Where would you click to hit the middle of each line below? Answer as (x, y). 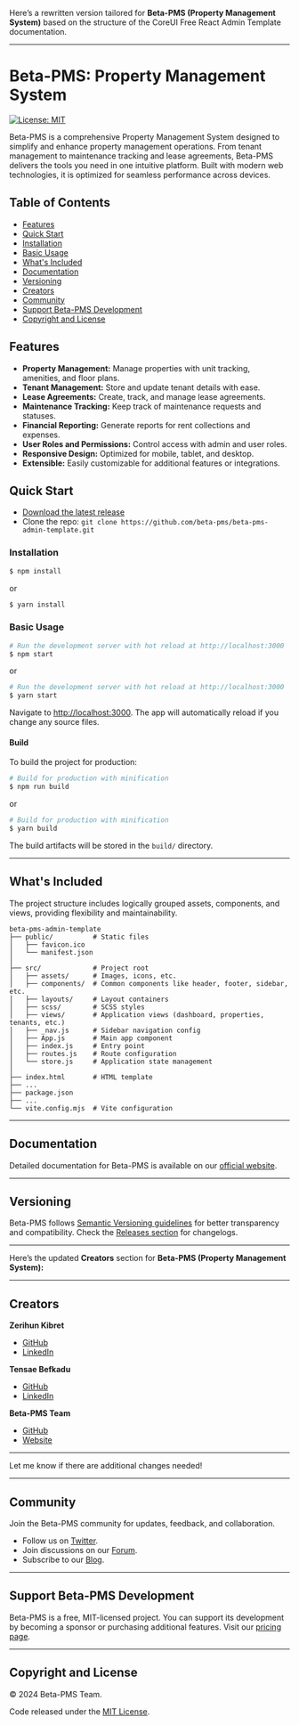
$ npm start (31, 654)
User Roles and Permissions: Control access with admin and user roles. (154, 443)
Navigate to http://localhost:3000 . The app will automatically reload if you (144, 712)
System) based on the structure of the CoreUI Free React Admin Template (145, 22)
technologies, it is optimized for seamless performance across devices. (140, 175)
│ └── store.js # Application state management (111, 1062)
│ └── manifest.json (51, 952)
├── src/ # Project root (79, 968)
